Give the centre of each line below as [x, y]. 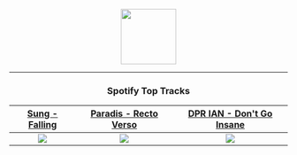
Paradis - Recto [125, 113]
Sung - [42, 113]
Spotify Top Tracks [148, 90]
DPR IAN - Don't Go [230, 113]
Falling [42, 125]
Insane [230, 125]
